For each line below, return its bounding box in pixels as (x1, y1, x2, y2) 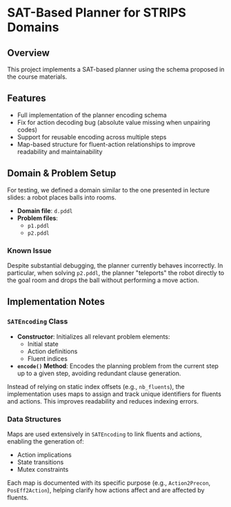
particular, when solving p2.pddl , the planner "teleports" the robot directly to (7, 268, 225, 277)
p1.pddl (27, 222, 50, 229)
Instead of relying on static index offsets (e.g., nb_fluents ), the (7, 382, 185, 390)
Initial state (27, 339, 59, 348)
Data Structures (7, 414, 62, 424)
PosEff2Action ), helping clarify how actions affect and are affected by (7, 486, 205, 494)
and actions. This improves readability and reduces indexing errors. (7, 397, 199, 405)
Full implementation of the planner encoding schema (17, 110, 167, 119)
